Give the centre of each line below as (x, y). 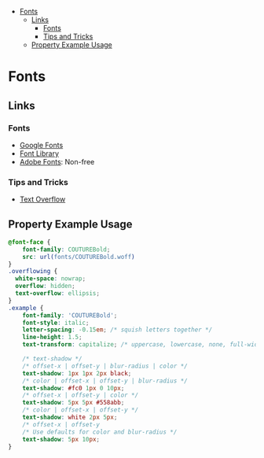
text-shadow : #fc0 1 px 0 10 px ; (73, 388)
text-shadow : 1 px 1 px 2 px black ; (77, 373)
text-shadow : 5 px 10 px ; (61, 439)
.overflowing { (33, 271)
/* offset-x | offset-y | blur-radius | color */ (105, 366)
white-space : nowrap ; (51, 279)
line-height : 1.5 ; (52, 338)
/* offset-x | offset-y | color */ (81, 395)
